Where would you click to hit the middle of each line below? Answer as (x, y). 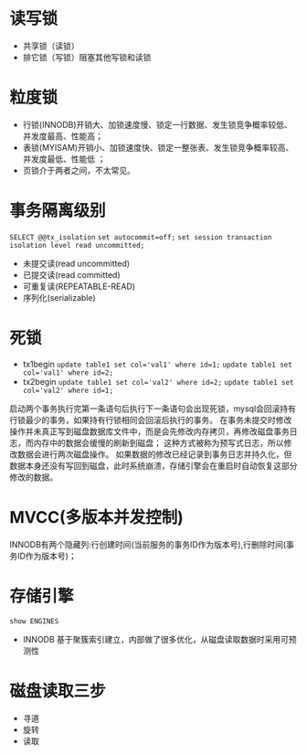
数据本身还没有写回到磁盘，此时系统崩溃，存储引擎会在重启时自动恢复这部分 (153, 465)
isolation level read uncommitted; (77, 245)
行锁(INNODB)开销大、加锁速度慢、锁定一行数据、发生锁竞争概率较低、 (157, 124)
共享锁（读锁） (51, 46)
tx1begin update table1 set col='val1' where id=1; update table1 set (157, 364)
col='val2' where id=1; (68, 390)
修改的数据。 (33, 477)
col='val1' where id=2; (68, 372)
